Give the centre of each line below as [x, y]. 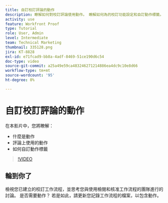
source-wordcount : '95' [30, 75]
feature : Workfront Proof [32, 24]
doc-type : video [22, 61]
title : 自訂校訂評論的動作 [30, 10]
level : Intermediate [27, 38]
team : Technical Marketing [33, 43]
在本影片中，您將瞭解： [29, 126]
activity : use [20, 19]
